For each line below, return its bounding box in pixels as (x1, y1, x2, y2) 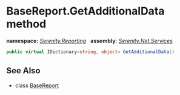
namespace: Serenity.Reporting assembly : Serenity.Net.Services (6, 37, 173, 44)
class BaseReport (15, 82, 59, 89)
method (6, 17, 47, 31)
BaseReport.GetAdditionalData (6, 4, 165, 18)
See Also (6, 65, 41, 76)
